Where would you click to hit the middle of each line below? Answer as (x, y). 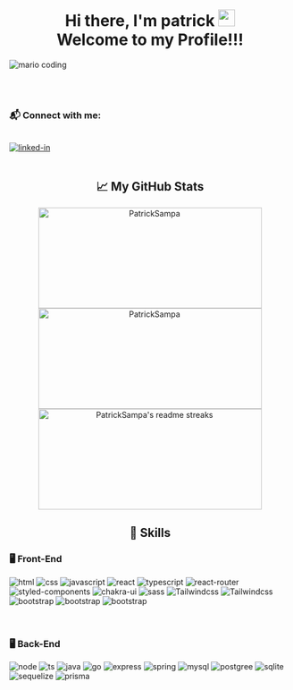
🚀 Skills (150, 533)
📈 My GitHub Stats (150, 187)
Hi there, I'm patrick (140, 21)
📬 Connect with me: (55, 115)
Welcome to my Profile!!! (150, 40)
